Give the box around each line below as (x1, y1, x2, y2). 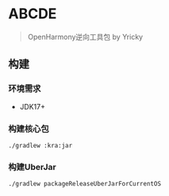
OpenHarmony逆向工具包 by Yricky (27, 32, 144, 41)
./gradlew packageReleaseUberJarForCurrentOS (8, 180, 161, 188)
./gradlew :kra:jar (8, 141, 73, 149)
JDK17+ (19, 102, 46, 111)
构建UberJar (8, 161, 57, 172)
